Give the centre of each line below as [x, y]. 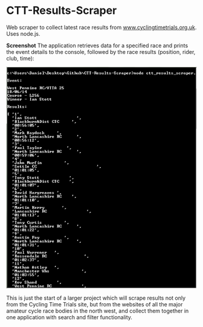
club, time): [20, 58]
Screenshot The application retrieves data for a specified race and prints [97, 45]
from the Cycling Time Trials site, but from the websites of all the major [95, 304]
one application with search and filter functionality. [69, 317]
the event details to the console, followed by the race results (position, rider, [101, 51]
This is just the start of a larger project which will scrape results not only [96, 298]
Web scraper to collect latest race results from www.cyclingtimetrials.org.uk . [101, 27]
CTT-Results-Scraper [62, 11]
